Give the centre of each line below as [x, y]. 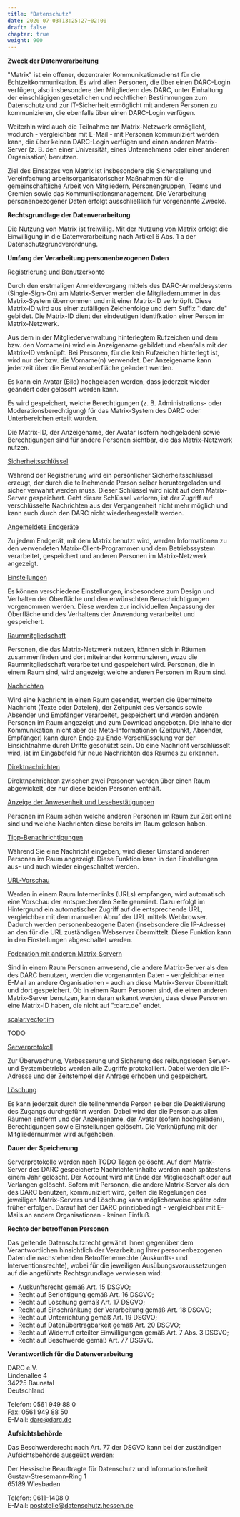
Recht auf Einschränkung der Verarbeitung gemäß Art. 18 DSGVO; [115, 1310]
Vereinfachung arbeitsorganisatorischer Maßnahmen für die [95, 179]
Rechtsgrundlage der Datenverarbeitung [69, 215]
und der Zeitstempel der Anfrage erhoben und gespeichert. [121, 1076]
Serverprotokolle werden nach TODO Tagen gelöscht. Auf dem [100, 1162]
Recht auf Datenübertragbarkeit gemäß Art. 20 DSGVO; [99, 1325]
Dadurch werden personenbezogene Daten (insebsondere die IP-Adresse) [117, 925]
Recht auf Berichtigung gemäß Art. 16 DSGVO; [86, 1295]
